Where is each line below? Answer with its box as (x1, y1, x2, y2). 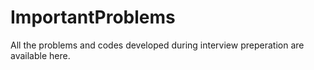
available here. (10, 49, 71, 61)
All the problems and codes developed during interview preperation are (10, 39, 305, 51)
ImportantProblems (10, 6, 176, 29)
